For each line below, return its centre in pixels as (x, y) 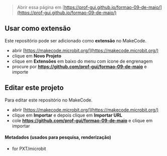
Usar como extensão (38, 29)
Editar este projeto (34, 88)
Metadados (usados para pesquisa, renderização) (58, 137)
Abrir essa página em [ (40, 7)
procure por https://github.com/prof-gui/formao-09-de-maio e (79, 66)
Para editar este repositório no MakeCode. (49, 100)
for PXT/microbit (29, 148)
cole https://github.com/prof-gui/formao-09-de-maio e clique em (82, 120)
